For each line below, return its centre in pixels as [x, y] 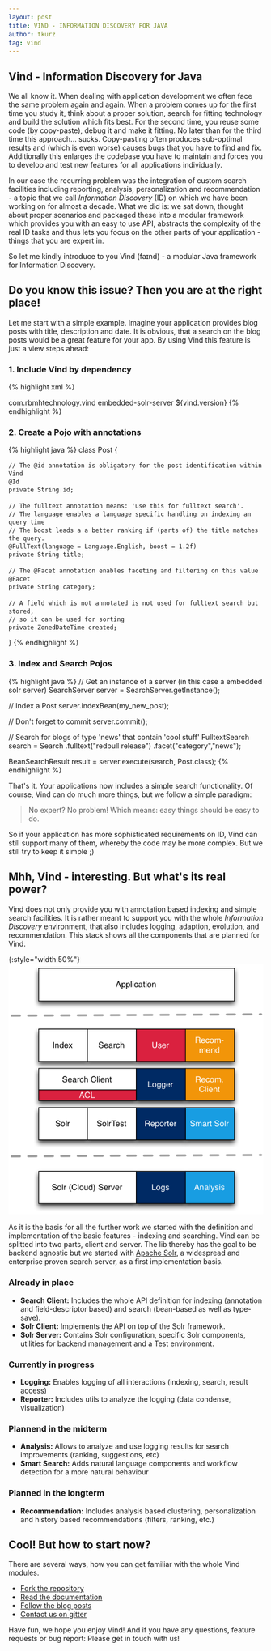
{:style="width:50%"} [44, 959]
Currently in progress [51, 1364]
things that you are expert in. [56, 241]
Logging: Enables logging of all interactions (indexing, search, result [134, 1381]
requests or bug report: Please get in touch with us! [94, 1639]
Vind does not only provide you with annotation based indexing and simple [133, 909]
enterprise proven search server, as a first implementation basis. [116, 1262]
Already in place [41, 1283]
